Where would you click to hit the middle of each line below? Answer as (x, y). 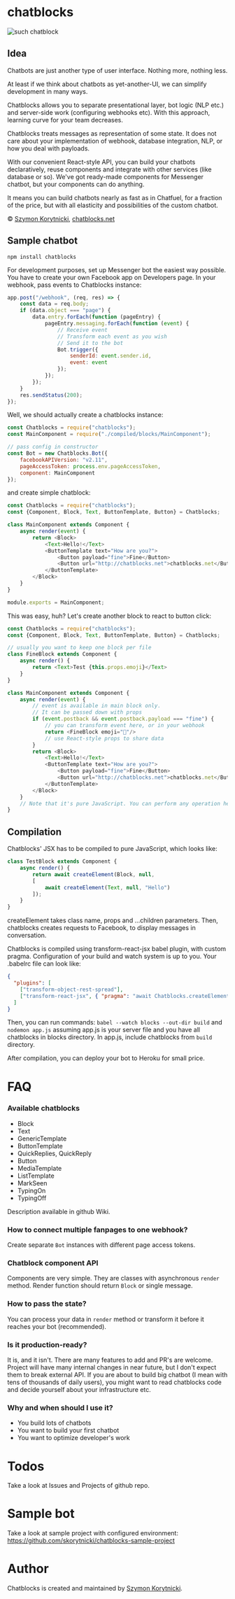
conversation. (27, 936)
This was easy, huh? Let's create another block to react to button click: (109, 616)
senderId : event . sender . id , (111, 356)
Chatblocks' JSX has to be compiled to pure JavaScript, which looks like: (113, 849)
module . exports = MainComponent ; (56, 603)
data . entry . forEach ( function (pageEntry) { (97, 317)
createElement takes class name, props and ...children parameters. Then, (113, 920)
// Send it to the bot (90, 343)
